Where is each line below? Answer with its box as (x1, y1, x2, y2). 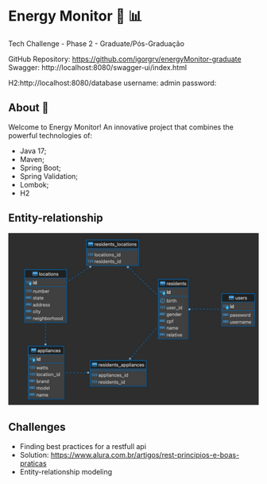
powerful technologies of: (8, 130, 93, 140)
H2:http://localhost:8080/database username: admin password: (8, 78, 217, 87)
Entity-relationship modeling (19, 467, 113, 476)
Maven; (19, 154, 45, 164)
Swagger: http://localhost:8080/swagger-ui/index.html (8, 62, 188, 72)
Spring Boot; (19, 163, 61, 172)
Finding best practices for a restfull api (19, 441, 147, 451)
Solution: (19, 450, 49, 459)
